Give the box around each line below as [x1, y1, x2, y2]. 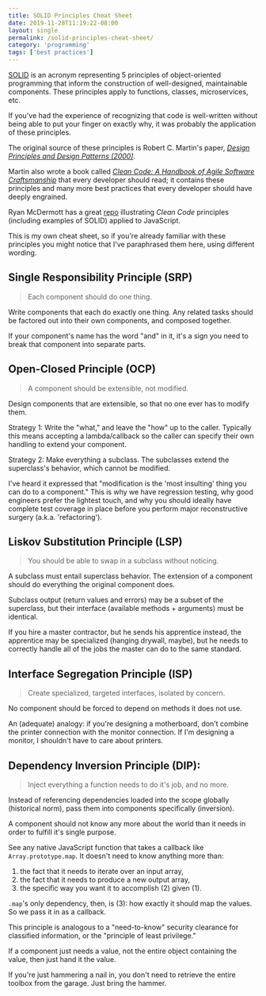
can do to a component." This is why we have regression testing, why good [8, 487, 253, 496]
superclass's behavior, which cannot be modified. [8, 463, 171, 472]
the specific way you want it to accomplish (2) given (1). [19, 883, 202, 893]
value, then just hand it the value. [8, 955, 116, 964]
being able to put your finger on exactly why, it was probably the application [8, 120, 256, 128]
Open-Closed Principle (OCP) [8, 362, 157, 376]
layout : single [8, 26, 59, 34]
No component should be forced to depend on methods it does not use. [8, 704, 243, 713]
